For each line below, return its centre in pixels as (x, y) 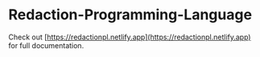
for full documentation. (46, 45)
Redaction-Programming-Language (130, 15)
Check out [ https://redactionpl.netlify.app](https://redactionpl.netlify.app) (130, 37)
